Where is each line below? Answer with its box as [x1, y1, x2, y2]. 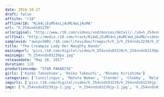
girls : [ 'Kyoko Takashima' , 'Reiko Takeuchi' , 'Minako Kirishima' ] [5, 71, 145, 76]
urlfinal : [5, 35, 25, 40]
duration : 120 [5, 62, 34, 67]
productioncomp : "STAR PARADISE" [5, 67, 73, 72]
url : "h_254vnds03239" [5, 25, 51, 30]
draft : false [5, 12, 32, 17]
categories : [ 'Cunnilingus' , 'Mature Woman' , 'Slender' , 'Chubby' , [5, 75, 145, 80]
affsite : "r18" [5, 16, 36, 21]
